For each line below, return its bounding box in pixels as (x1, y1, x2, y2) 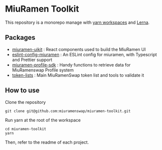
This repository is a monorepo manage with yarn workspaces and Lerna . (5, 19, 150, 25)
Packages (5, 33, 35, 42)
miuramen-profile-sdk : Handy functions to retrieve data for (12, 62, 131, 67)
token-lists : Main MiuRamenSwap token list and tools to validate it (12, 72, 144, 78)
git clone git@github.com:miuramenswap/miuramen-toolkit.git (5, 108, 131, 114)
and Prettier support (12, 57, 52, 63)
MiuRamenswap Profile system (12, 67, 74, 73)
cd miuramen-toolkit (5, 126, 47, 132)
